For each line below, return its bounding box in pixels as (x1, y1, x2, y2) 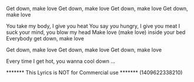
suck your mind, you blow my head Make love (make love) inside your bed (6, 29, 186, 36)
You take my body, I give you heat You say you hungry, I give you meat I (6, 23, 180, 29)
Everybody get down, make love (6, 35, 84, 42)
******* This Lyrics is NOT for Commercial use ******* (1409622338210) (6, 69, 183, 76)
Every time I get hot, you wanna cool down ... (6, 58, 116, 64)
